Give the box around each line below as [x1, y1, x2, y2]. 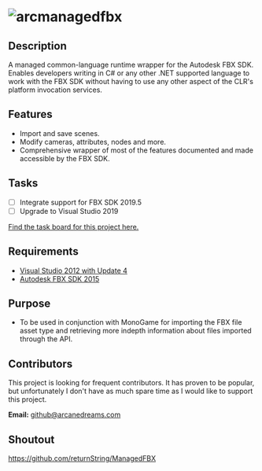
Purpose [8, 296, 51, 310]
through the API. [19, 334, 73, 344]
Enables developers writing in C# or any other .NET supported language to [8, 68, 250, 78]
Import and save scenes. [19, 128, 100, 138]
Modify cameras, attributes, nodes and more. [19, 137, 167, 146]
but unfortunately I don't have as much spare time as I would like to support [8, 386, 253, 396]
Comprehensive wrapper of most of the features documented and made [19, 145, 254, 155]
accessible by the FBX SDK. [19, 153, 110, 163]
